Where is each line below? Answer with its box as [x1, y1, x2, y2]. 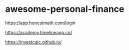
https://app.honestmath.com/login [5, 20, 76, 26]
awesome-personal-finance [5, 3, 124, 15]
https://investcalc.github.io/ [5, 39, 62, 45]
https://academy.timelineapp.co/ [5, 29, 72, 35]
